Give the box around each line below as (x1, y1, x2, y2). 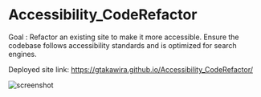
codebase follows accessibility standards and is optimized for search (8, 40, 237, 50)
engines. (8, 49, 38, 59)
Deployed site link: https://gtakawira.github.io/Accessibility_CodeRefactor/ (8, 64, 254, 74)
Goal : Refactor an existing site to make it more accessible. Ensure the (8, 32, 239, 42)
